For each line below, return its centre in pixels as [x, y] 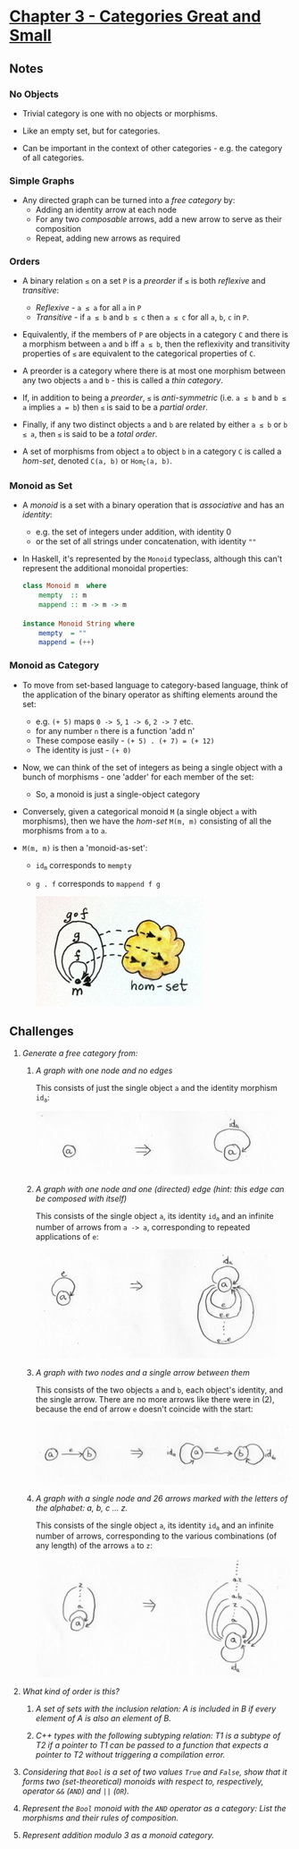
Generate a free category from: [80, 1052]
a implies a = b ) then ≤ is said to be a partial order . [115, 407]
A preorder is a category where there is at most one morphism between [154, 371]
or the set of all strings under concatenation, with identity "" [146, 541]
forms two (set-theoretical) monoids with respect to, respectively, [143, 1781]
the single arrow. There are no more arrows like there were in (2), [155, 1399]
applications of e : [67, 1236]
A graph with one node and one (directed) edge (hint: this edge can [160, 1189]
